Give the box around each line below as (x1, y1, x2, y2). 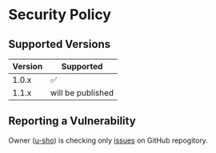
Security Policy (8, 6, 112, 24)
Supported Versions (8, 37, 110, 51)
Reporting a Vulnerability (8, 114, 136, 128)
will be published (50, 88, 114, 98)
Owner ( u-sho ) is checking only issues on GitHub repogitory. (8, 135, 208, 145)
